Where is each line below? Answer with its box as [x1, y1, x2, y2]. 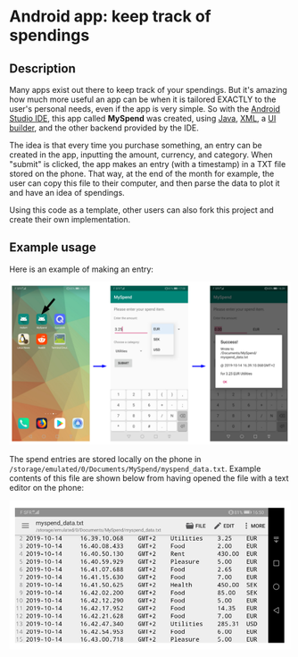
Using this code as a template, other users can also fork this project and [9, 205, 274, 215]
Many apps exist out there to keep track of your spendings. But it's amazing [9, 85, 288, 95]
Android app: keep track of [9, 6, 211, 27]
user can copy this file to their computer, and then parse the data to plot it [9, 178, 280, 189]
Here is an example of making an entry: [9, 264, 154, 274]
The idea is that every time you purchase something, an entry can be [9, 140, 263, 150]
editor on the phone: [9, 483, 85, 493]
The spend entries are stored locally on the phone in [9, 454, 202, 465]
